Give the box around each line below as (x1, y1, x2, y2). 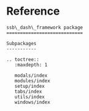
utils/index (14, 93, 45, 100)
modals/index (14, 72, 48, 79)
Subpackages (6, 40, 37, 46)
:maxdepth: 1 (14, 62, 48, 68)
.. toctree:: (6, 56, 40, 62)
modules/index (14, 77, 51, 84)
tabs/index (14, 88, 43, 95)
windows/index (14, 99, 51, 105)
